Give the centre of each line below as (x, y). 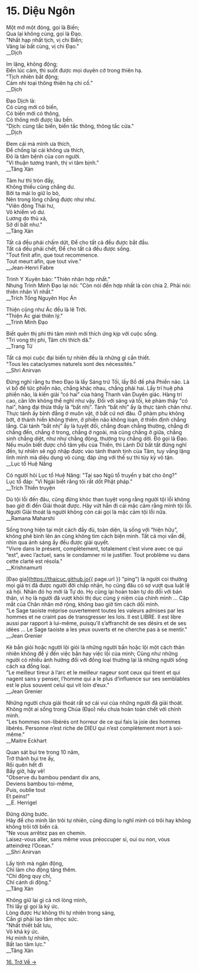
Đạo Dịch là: (21, 101)
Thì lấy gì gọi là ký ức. (33, 906)
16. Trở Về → (21, 962)
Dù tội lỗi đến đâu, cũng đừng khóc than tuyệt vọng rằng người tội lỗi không (98, 499)
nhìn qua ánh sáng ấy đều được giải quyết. (58, 542)
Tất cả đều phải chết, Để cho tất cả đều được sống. (69, 249)
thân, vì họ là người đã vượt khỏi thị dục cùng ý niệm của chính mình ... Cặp (98, 598)
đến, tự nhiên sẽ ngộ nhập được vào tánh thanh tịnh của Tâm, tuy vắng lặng (98, 451)
